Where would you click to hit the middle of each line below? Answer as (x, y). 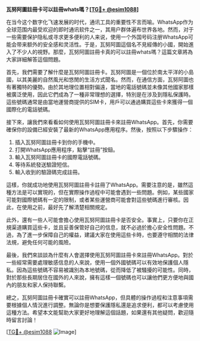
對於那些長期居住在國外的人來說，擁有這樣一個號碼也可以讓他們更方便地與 (97, 277)
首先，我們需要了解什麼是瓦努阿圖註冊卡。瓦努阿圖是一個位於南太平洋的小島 (100, 72)
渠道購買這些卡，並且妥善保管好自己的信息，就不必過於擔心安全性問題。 (100, 227)
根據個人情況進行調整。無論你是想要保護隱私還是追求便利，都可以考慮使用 (102, 305)
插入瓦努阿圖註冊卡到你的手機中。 (57, 142)
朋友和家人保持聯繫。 (43, 285)
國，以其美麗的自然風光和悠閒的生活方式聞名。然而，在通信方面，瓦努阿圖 (97, 79)
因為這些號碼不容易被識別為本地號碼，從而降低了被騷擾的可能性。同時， (105, 270)
